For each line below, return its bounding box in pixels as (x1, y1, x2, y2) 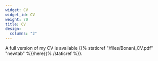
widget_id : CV (5, 12, 35, 17)
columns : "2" (10, 31, 37, 36)
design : (5, 26, 22, 32)
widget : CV (5, 7, 28, 13)
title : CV (5, 21, 26, 27)
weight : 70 (5, 17, 28, 22)
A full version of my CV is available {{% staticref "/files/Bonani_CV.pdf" (5, 45, 153, 51)
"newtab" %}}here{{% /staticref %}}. (5, 50, 83, 56)
